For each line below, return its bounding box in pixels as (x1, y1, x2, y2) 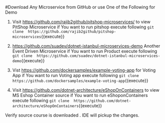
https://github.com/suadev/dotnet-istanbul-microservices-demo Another (12, 43, 161, 49)
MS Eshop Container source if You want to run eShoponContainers (12, 93, 148, 98)
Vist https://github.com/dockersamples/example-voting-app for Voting (12, 67, 156, 73)
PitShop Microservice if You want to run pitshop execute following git (12, 24, 154, 30)
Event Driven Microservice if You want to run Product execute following (12, 49, 158, 54)
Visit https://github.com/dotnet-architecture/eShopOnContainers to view (12, 87, 160, 93)
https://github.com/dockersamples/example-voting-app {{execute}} (12, 78, 149, 83)
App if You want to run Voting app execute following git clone (12, 73, 139, 78)
